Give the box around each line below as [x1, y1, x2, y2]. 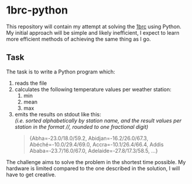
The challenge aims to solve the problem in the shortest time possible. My [6, 158, 186, 165]
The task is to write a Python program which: [6, 68, 115, 75]
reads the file [14, 79, 47, 86]
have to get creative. [6, 171, 56, 178]
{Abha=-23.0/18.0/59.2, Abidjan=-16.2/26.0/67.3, [29, 135, 149, 142]
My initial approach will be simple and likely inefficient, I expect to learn [6, 29, 180, 36]
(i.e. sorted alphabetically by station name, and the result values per [14, 117, 182, 124]
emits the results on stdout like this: [14, 111, 102, 118]
